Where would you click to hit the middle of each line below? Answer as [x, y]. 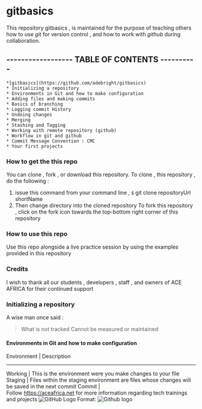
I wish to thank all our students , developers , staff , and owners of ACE [94, 282]
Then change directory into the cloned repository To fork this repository [104, 206]
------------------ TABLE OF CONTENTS [82, 59]
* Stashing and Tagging [36, 125]
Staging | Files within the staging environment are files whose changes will [99, 380]
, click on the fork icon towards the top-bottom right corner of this [96, 212]
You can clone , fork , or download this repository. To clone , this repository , [101, 175]
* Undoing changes [29, 115]
